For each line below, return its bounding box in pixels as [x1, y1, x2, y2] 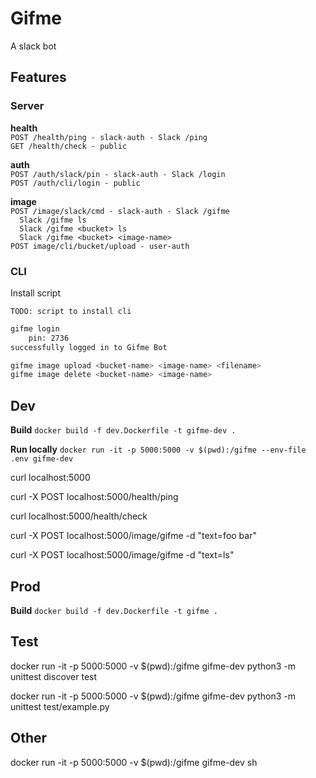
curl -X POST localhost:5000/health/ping [10, 491, 179, 503]
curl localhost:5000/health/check [10, 510, 148, 522]
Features [10, 69, 67, 86]
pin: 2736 [28, 333, 70, 343]
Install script [10, 287, 61, 299]
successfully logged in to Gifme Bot [10, 342, 168, 352]
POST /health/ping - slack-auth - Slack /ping [10, 132, 208, 142]
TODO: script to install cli [10, 306, 132, 316]
